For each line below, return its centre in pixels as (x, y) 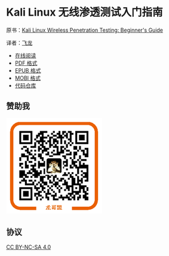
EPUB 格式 (28, 70)
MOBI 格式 (28, 78)
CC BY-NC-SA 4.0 (29, 247)
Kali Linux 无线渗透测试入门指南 (84, 12)
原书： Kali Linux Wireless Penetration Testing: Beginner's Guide (84, 30)
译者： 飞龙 (19, 43)
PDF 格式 (26, 63)
